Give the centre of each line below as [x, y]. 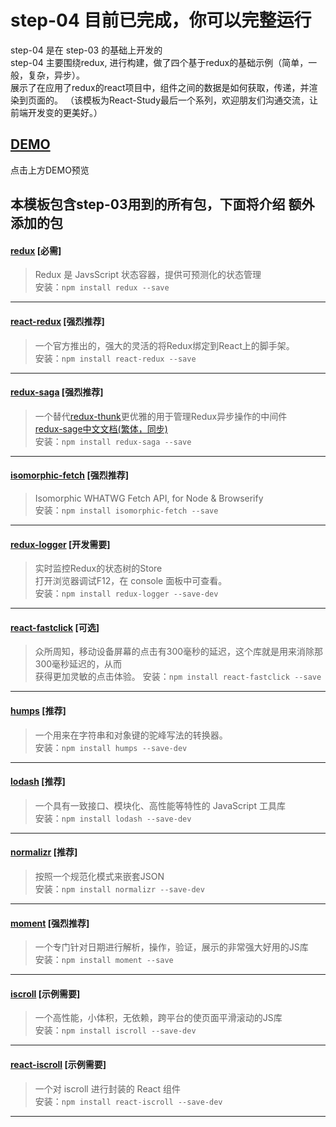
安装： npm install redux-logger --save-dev [126, 593]
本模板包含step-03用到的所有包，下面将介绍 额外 [162, 204]
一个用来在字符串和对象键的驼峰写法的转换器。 [131, 735]
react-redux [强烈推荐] [57, 321]
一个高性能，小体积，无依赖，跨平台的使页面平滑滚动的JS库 [158, 1018]
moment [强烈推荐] [50, 923]
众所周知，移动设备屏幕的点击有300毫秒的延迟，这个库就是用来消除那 [179, 652]
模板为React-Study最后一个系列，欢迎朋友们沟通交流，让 [200, 100]
